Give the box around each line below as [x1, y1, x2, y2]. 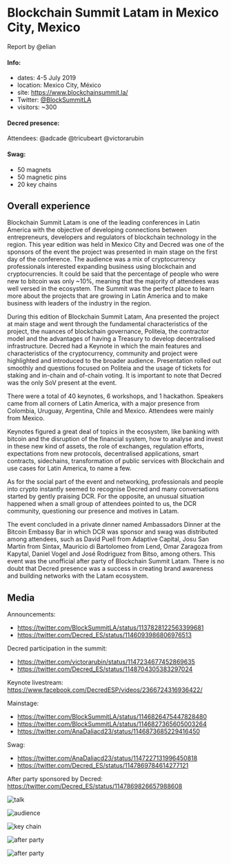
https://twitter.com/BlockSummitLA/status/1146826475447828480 [17, 713, 208, 721]
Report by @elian [7, 42, 57, 50]
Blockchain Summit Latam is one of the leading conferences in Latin [7, 218, 200, 227]
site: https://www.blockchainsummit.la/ [17, 88, 129, 97]
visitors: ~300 [17, 103, 57, 111]
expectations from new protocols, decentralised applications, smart [7, 449, 199, 458]
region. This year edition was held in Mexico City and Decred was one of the [7, 241, 224, 249]
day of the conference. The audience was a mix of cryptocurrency [7, 255, 196, 263]
